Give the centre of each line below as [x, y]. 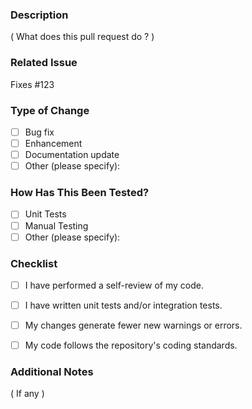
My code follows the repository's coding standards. [131, 345]
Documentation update [72, 155]
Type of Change [50, 110]
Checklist [34, 263]
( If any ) [27, 394]
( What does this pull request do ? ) [82, 37]
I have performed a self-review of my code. [114, 285]
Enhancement [53, 143]
